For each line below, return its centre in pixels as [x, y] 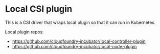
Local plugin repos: [24, 32]
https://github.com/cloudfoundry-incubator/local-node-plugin [74, 46]
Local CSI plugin [39, 9]
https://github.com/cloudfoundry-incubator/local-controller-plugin [79, 41]
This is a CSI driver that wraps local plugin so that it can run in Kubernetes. [80, 22]
